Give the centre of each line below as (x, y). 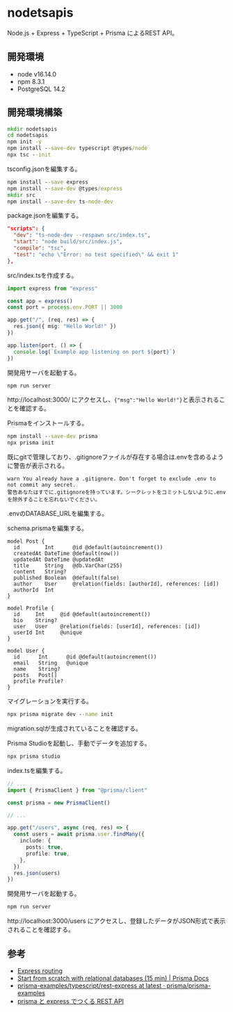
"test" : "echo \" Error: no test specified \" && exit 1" (96, 254)
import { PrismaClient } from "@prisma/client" (78, 790)
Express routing (40, 971)
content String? (40, 572)
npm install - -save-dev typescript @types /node (78, 148)
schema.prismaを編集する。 (48, 528)
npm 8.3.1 (31, 81)
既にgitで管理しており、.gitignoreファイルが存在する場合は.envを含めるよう (115, 457)
